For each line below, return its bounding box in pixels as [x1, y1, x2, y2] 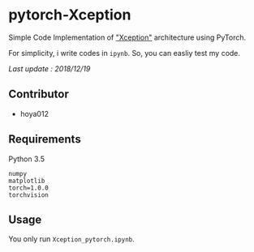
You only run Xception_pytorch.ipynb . [8, 234, 136, 244]
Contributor [8, 88, 69, 101]
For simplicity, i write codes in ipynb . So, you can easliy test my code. [8, 48, 241, 58]
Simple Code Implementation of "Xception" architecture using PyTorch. [8, 32, 246, 42]
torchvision [8, 190, 49, 199]
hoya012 [19, 109, 49, 118]
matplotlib [8, 177, 45, 185]
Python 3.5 [8, 154, 45, 164]
